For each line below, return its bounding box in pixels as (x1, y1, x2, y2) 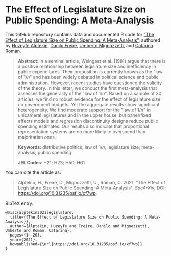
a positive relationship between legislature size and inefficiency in (17, 63, 157, 69)
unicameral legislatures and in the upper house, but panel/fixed (17, 112, 152, 119)
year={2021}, (10, 237, 38, 242)
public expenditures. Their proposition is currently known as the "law (17, 68, 163, 75)
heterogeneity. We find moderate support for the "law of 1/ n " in (17, 107, 151, 113)
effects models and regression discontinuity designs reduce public (17, 117, 158, 124)
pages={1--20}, (10, 232, 42, 238)
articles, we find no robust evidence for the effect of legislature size (17, 96, 161, 102)
